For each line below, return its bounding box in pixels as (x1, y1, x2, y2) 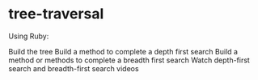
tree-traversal (8, 5, 104, 23)
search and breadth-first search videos (8, 63, 139, 73)
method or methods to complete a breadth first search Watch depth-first (8, 55, 251, 65)
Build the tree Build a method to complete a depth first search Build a (8, 46, 239, 56)
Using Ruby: (8, 31, 49, 41)
